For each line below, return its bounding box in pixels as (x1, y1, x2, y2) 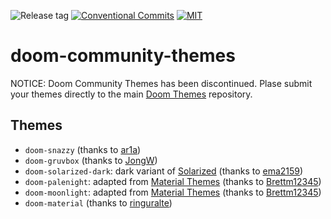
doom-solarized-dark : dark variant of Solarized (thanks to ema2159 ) (24, 165, 304, 177)
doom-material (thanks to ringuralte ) (24, 196, 173, 209)
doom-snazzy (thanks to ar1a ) (24, 143, 142, 155)
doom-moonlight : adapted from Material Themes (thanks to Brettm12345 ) (24, 186, 322, 198)
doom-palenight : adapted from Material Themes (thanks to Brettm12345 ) (24, 175, 322, 187)
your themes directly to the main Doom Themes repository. (10, 88, 253, 100)
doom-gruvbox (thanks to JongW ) (24, 154, 158, 166)
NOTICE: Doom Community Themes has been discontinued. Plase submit (10, 77, 313, 89)
